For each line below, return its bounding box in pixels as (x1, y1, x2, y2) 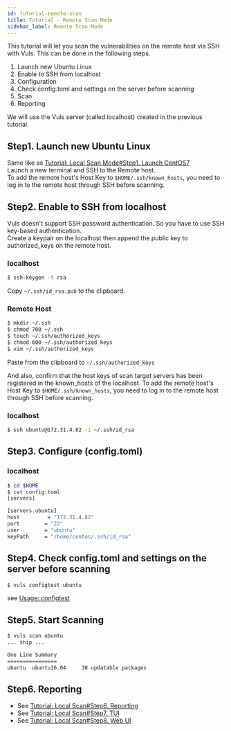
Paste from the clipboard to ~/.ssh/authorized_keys (7, 358, 155, 366)
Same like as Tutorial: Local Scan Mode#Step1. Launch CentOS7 (7, 159, 190, 167)
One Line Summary (7, 651, 57, 658)
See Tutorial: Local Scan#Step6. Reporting (17, 702, 138, 710)
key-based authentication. (7, 226, 82, 235)
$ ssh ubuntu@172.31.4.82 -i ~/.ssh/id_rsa (7, 426, 135, 433)
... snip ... (7, 639, 45, 646)
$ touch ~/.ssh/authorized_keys (7, 333, 100, 340)
